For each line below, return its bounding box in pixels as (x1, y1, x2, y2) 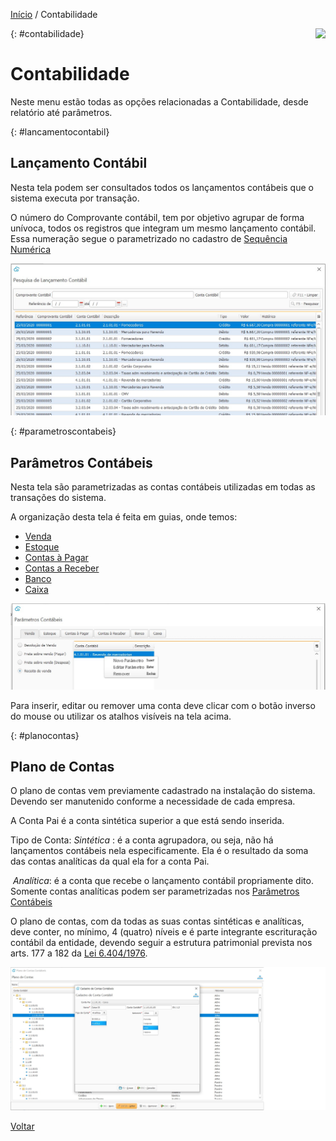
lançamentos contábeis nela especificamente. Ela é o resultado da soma (10, 845, 309, 857)
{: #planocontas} (10, 729, 80, 741)
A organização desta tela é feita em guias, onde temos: (10, 511, 238, 523)
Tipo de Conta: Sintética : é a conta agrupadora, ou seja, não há (10, 834, 274, 846)
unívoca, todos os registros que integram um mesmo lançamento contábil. (10, 222, 317, 234)
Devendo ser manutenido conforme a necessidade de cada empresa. (10, 795, 296, 808)
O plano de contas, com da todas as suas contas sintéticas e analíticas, (10, 915, 305, 928)
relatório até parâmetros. (10, 106, 113, 118)
